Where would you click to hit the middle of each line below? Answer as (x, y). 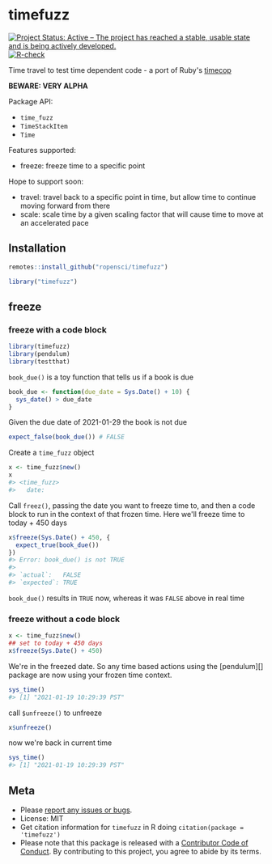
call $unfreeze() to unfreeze (55, 713)
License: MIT (42, 819)
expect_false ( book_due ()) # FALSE (67, 437)
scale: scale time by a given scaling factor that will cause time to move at (142, 214)
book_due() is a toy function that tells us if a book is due (101, 377)
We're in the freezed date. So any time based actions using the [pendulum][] (136, 666)
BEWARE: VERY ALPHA (49, 86)
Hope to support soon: (46, 181)
